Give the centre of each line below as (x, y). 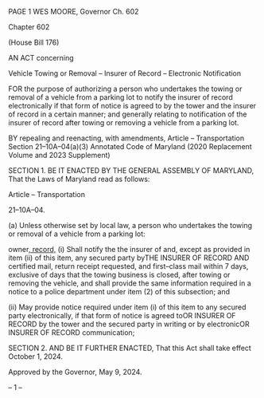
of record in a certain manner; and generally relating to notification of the (128, 114)
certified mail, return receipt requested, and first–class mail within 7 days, (128, 266)
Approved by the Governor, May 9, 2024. (75, 372)
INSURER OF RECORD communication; (72, 333)
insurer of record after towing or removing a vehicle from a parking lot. (124, 122)
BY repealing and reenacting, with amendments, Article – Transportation (126, 138)
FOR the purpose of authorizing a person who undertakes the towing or (125, 89)
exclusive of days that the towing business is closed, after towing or (119, 275)
